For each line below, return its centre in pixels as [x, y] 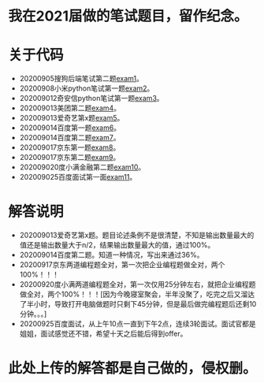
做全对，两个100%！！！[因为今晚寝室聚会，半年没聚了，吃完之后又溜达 [137, 294]
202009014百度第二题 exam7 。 [70, 138]
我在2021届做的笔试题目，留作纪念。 [128, 16]
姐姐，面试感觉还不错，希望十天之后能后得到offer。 [103, 334]
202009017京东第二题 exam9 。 [70, 158]
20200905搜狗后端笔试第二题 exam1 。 [81, 79]
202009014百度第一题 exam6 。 [70, 128]
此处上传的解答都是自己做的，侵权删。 [133, 368]
